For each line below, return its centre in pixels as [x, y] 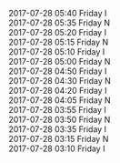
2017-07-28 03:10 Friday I [57, 148]
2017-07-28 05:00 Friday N [60, 61]
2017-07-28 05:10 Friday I [57, 52]
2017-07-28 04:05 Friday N [60, 100]
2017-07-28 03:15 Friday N [59, 139]
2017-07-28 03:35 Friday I [57, 129]
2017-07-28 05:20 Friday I [57, 32]
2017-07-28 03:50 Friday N [60, 119]
